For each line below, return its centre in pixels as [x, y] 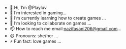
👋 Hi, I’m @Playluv [28, 8]
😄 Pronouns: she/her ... [34, 36]
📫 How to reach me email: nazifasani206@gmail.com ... [65, 29]
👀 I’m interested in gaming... [38, 13]
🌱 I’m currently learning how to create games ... [58, 18]
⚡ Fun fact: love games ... [35, 41]
